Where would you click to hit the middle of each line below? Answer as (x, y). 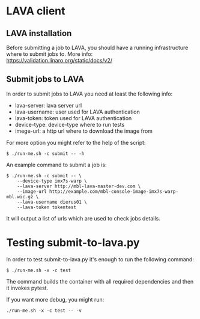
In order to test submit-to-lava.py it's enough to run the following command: (100, 259)
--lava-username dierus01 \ (52, 202)
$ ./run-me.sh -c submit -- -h (45, 153)
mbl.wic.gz (20, 196)
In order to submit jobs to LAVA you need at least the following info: (89, 94)
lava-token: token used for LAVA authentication (73, 118)
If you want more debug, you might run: (55, 299)
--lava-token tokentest (47, 207)
